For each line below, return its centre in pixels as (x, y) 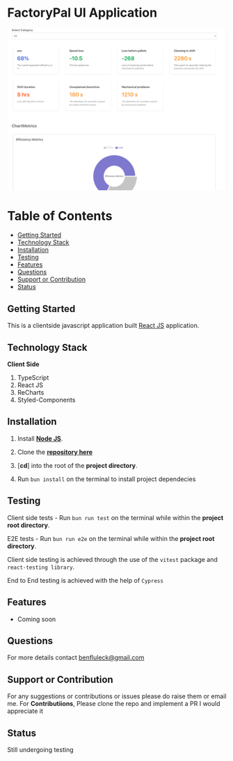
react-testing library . (41, 567)
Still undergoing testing (40, 749)
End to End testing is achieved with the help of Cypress (85, 580)
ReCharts (31, 393)
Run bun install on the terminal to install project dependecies (106, 479)
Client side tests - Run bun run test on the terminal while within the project (115, 517)
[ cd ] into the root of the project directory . (77, 465)
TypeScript (33, 378)
